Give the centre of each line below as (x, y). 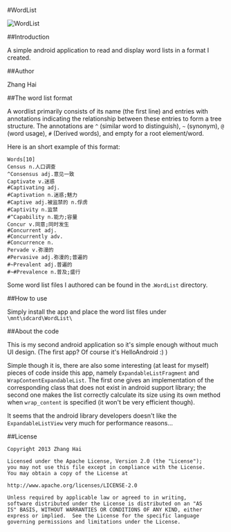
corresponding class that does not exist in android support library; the (107, 388)
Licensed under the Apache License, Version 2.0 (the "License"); (105, 461)
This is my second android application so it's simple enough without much (113, 345)
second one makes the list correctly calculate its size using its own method (114, 395)
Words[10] (21, 159)
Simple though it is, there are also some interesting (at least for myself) (108, 365)
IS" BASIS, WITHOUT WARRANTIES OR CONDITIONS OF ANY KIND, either (105, 510)
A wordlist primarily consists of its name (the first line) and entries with (108, 111)
